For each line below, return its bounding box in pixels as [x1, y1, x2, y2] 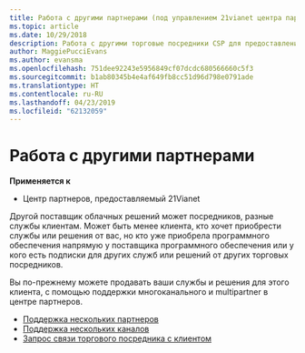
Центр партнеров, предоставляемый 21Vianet [22, 193, 201, 205]
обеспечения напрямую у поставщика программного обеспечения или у [9, 240, 295, 251]
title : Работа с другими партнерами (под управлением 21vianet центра [9, 13, 282, 23]
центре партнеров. [9, 297, 84, 308]
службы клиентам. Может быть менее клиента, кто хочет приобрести [9, 220, 281, 232]
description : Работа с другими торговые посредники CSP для [9, 38, 242, 48]
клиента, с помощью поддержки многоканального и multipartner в [9, 287, 269, 298]
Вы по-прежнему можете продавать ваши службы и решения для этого [9, 277, 290, 287]
